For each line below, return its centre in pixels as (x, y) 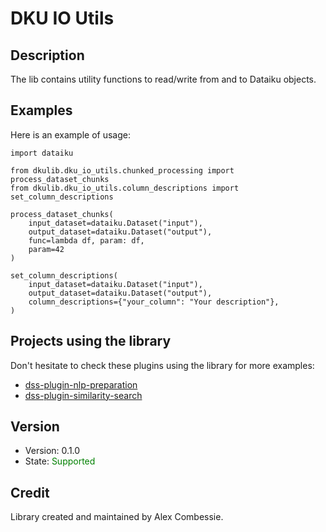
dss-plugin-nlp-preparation (81, 384)
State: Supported (60, 461)
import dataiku (42, 153)
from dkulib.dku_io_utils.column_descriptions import (125, 188)
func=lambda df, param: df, (86, 240)
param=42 (46, 249)
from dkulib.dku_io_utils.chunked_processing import (122, 170)
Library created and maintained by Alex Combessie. (117, 517)
